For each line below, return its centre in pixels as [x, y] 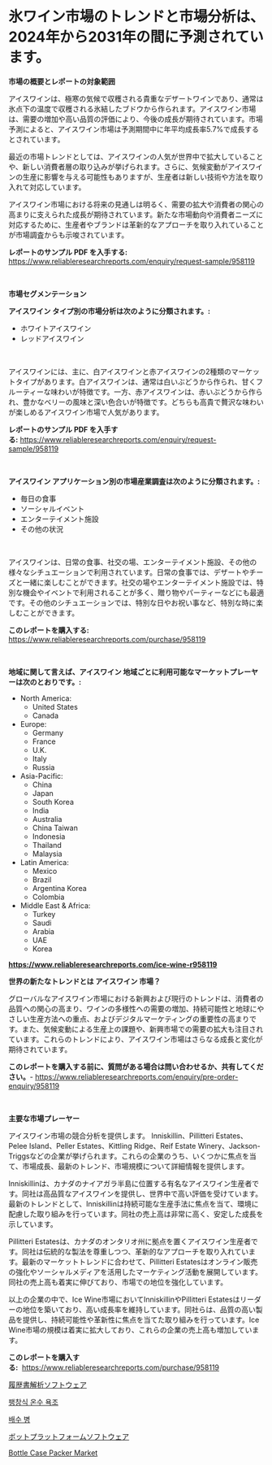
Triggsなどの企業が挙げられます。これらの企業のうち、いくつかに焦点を [129, 1156]
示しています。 [33, 1224]
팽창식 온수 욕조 [34, 1402]
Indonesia [49, 836]
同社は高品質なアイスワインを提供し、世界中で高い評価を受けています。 [142, 1193]
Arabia [43, 931]
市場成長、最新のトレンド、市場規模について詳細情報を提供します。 [136, 1166]
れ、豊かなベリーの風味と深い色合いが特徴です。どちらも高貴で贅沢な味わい [136, 402]
